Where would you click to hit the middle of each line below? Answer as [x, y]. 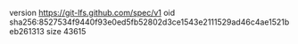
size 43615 [66, 31]
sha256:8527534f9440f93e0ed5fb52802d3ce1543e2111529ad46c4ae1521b [149, 22]
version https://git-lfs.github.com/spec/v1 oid [92, 13]
